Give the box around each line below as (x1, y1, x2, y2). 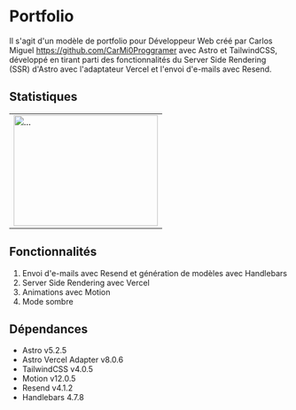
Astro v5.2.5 (21, 345, 67, 356)
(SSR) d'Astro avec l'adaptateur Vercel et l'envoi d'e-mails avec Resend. (9, 64, 272, 74)
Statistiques (9, 89, 78, 104)
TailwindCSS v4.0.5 (21, 364, 94, 375)
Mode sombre (21, 296, 74, 306)
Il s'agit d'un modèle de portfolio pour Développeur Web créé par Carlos (9, 35, 273, 46)
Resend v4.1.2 (21, 383, 74, 393)
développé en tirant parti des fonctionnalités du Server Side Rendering (9, 54, 267, 65)
